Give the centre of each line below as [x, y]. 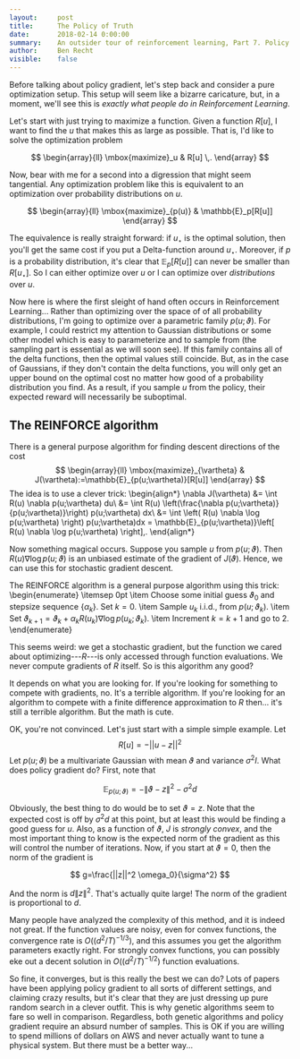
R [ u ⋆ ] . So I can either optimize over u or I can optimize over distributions [142, 274]
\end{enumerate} [41, 630]
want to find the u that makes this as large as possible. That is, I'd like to [142, 130]
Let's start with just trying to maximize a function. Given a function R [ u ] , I [143, 121]
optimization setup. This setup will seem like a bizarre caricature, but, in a [145, 94]
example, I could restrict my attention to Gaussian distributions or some [141, 330]
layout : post [42, 17]
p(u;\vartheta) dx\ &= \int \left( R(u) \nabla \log [175, 512]
